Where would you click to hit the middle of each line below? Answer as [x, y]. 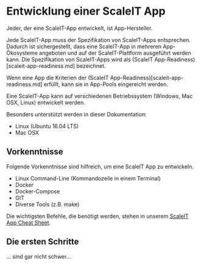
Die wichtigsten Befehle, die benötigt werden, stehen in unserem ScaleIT [97, 216]
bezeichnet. [91, 66]
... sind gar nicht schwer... [39, 256]
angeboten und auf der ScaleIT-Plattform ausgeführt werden [115, 52]
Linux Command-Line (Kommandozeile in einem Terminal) [88, 178]
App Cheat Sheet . [29, 222]
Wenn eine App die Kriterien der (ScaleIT [58, 77]
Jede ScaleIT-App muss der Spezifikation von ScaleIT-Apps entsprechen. [98, 40]
